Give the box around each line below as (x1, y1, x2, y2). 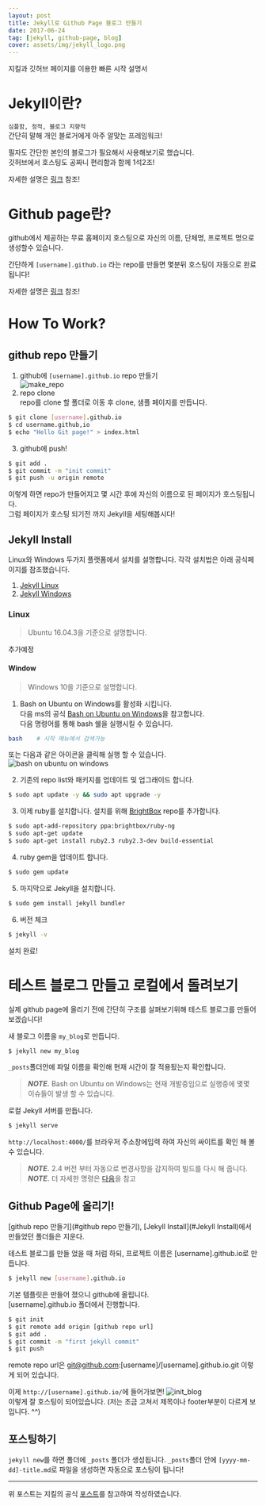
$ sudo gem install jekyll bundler (8, 899, 126, 907)
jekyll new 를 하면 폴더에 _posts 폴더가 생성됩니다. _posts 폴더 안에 (8, 1455, 217, 1465)
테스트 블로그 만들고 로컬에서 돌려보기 (8, 977, 239, 994)
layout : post (8, 11, 51, 20)
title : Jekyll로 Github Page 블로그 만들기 (8, 19, 142, 27)
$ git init (8, 1315, 44, 1324)
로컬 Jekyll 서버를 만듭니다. (8, 1106, 93, 1116)
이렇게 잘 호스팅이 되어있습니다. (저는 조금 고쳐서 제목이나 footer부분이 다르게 (8, 1397, 248, 1407)
